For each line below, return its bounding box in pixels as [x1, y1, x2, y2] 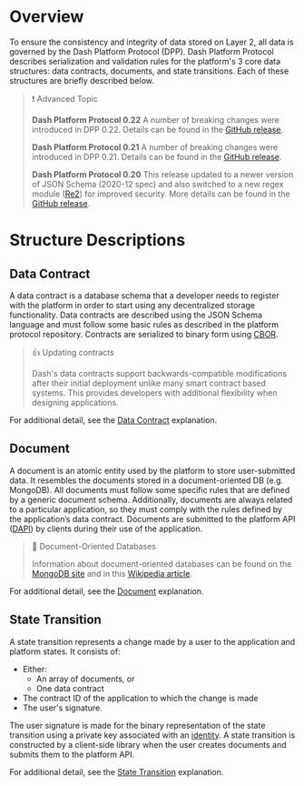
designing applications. [31, 397, 120, 408]
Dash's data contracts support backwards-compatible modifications [31, 368, 288, 378]
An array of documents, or [35, 673, 135, 684]
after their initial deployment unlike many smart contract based [31, 378, 266, 388]
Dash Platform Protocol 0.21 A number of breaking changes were [31, 141, 279, 152]
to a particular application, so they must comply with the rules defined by [9, 503, 283, 515]
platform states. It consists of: [9, 646, 121, 657]
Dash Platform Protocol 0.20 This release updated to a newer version [31, 168, 294, 179]
